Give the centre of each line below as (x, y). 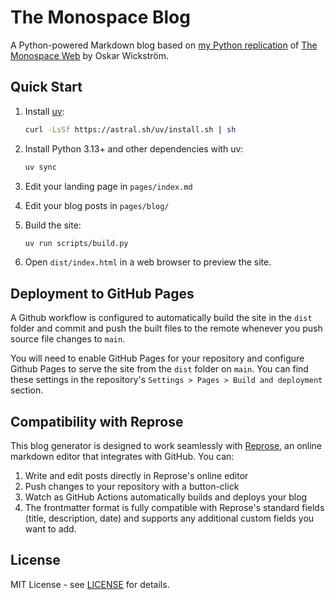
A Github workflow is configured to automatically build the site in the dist (161, 318)
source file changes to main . (68, 339)
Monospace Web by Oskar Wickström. (90, 55)
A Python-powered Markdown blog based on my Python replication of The (164, 45)
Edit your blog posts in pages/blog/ (97, 205)
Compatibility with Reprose (97, 421)
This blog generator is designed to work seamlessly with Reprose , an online (166, 445)
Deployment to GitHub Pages (102, 293)
